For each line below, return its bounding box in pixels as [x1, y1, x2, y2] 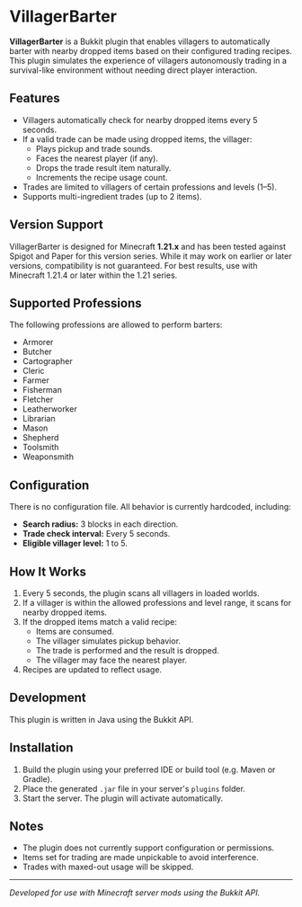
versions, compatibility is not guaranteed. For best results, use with [9, 260, 258, 271]
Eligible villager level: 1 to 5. [22, 538, 129, 549]
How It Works [9, 564, 87, 579]
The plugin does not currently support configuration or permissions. [22, 842, 275, 853]
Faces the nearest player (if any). [35, 153, 159, 164]
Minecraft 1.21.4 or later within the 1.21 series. [9, 270, 178, 280]
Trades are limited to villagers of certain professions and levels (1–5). [22, 182, 277, 192]
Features [9, 91, 60, 106]
